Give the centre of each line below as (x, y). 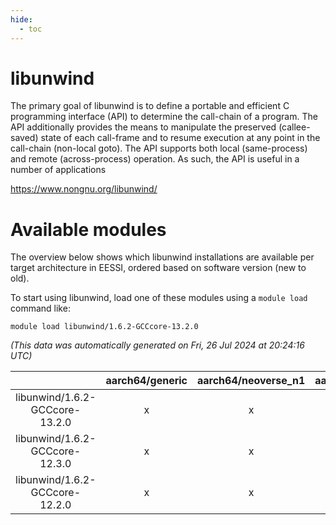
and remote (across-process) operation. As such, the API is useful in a (155, 159)
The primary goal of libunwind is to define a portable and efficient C (150, 106)
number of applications (58, 170)
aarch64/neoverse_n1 (251, 381)
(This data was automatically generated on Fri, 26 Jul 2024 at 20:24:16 (157, 345)
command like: (40, 308)
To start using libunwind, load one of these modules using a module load (159, 298)
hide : (21, 19)
